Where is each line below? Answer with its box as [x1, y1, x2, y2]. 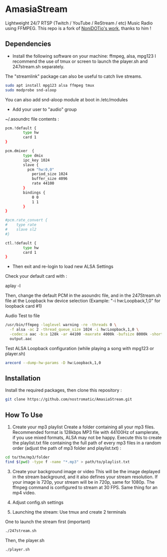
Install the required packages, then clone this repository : [5, 387, 122, 393]
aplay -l [5, 283, 21, 289]
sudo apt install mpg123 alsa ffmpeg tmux [5, 83, 94, 88]
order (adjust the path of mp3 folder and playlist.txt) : [12, 445, 122, 451]
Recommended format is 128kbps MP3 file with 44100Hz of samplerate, [12, 429, 160, 435]
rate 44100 [31, 181, 55, 186]
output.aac [9, 336, 32, 341]
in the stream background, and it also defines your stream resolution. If [12, 474, 158, 480]
